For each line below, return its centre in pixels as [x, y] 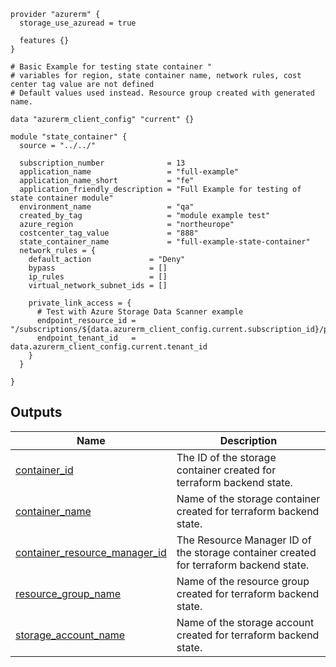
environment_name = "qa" [107, 207]
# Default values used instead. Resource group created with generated [162, 93]
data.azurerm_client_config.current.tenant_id [109, 347]
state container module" [62, 198]
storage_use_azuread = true [78, 23]
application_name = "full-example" [129, 172]
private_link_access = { [80, 303]
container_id [44, 470]
